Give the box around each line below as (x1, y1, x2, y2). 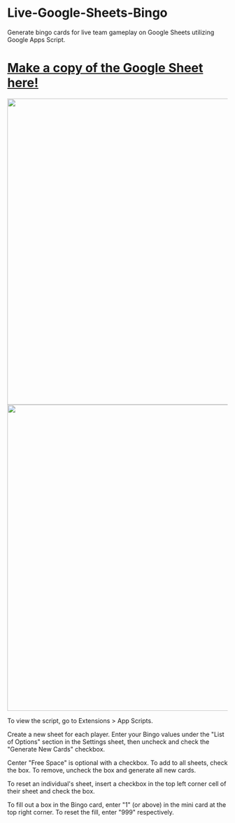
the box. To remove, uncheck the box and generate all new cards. (7, 766, 197, 774)
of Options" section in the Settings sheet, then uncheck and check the (7, 737, 210, 746)
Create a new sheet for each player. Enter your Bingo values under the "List (7, 730, 225, 738)
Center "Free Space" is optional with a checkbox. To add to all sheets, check (7, 758, 228, 767)
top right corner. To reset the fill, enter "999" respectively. (7, 808, 175, 816)
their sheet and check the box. (7, 787, 96, 795)
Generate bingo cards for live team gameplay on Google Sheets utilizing (7, 28, 215, 36)
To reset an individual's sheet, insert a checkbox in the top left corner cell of (7, 779, 227, 788)
